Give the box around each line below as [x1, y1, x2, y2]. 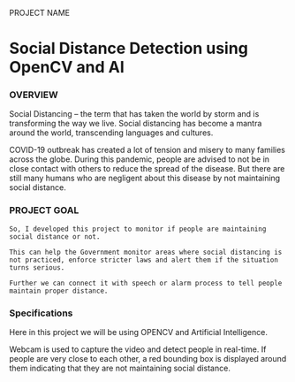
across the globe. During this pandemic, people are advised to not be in [9, 154, 270, 164]
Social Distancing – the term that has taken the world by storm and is [9, 109, 260, 119]
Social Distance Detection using [9, 39, 249, 58]
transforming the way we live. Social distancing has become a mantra [9, 118, 262, 129]
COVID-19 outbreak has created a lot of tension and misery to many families [9, 145, 285, 156]
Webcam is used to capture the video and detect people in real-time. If [9, 344, 267, 355]
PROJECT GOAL [9, 204, 79, 217]
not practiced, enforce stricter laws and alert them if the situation [9, 256, 278, 264]
